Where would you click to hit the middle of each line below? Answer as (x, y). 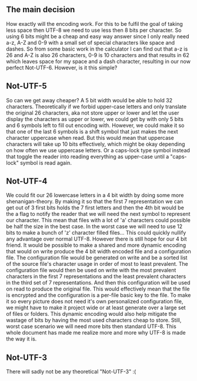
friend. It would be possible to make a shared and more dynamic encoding (96, 245)
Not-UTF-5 (26, 86)
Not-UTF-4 (27, 181)
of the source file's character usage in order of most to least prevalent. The (97, 264)
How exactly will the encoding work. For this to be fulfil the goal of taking (95, 24)
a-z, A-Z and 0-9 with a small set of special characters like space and (91, 42)
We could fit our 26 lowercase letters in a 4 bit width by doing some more (95, 195)
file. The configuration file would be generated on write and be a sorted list (97, 258)
